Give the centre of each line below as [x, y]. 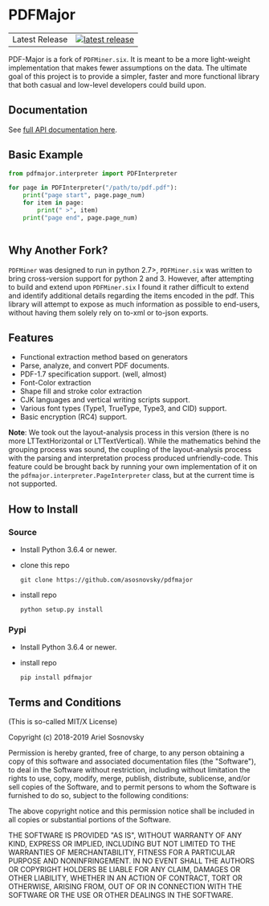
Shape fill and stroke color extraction [81, 391]
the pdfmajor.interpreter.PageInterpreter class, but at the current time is [132, 476]
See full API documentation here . [63, 130]
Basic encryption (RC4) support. [73, 417]
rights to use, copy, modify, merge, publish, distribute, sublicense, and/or [129, 779]
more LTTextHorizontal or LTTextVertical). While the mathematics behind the [134, 441]
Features [31, 338]
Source [23, 532]
